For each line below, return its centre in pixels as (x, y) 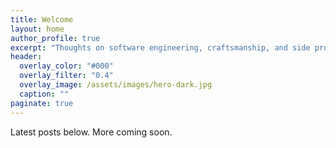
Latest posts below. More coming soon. (91, 132)
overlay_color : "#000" (66, 66)
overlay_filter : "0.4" (66, 76)
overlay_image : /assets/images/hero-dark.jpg (116, 85)
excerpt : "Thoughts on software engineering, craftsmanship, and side (160, 47)
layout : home (37, 29)
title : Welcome (42, 19)
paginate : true (42, 103)
